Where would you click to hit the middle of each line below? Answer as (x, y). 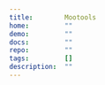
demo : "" (41, 34)
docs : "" (41, 42)
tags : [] (41, 58)
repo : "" (41, 50)
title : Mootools (53, 17)
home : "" (41, 26)
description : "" (41, 67)
